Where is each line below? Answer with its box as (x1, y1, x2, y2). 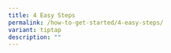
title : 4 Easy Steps (8, 11, 76, 19)
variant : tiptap (8, 26, 61, 34)
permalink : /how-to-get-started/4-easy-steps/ (8, 19, 164, 26)
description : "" (8, 33, 61, 41)
